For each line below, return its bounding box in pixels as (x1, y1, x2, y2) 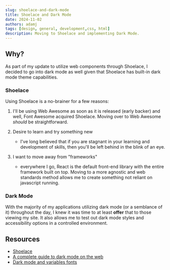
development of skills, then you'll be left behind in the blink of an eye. (20, 144, 165, 150)
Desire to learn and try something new (12, 129, 93, 135)
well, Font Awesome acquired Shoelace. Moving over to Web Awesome (12, 114, 161, 120)
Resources (5, 234, 40, 244)
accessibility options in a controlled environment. (5, 220, 108, 226)
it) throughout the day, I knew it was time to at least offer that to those (5, 209, 152, 216)
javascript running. (20, 180, 59, 186)
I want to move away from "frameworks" (12, 154, 97, 160)
